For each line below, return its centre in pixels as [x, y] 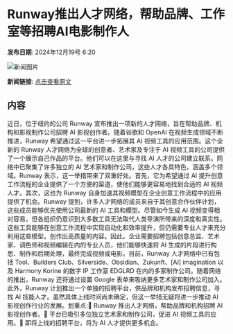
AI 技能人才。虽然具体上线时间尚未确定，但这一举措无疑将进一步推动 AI [116, 297]
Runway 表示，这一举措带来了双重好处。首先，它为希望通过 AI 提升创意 [121, 175]
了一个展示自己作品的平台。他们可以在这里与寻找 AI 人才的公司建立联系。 [112, 158]
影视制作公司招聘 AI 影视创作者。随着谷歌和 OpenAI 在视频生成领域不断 [121, 132]
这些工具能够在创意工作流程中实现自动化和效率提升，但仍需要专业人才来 [110, 227]
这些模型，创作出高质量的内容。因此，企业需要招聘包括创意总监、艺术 [119, 236]
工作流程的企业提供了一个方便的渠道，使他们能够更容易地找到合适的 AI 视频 [115, 184]
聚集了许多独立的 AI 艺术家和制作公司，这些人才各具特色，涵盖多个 [121, 166]
